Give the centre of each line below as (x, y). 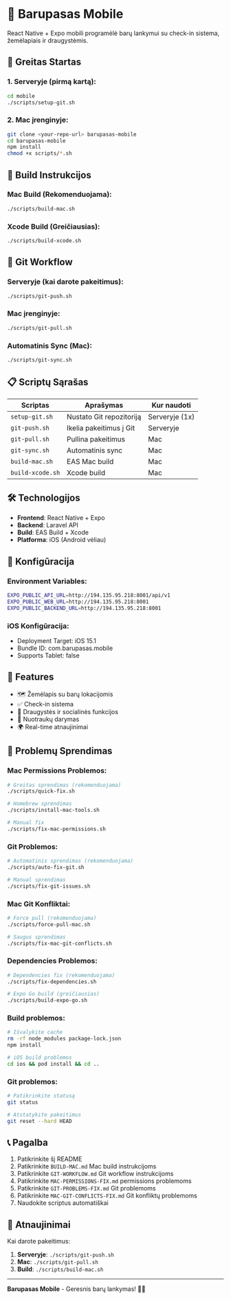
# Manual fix (26, 823)
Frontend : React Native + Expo (61, 518)
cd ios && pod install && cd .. (53, 1064)
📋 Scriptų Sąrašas (48, 382)
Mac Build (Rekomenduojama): (59, 194)
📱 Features (31, 677)
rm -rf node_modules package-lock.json (64, 1039)
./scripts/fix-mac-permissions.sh (57, 829)
